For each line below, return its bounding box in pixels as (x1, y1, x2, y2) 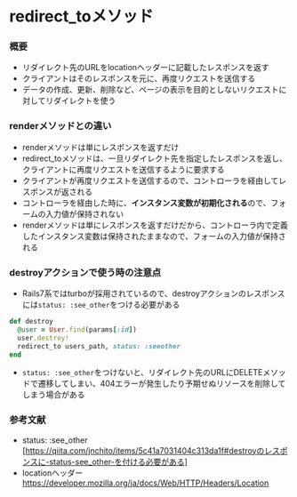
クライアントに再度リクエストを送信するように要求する (21, 164, 225, 174)
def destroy (9, 317, 53, 326)
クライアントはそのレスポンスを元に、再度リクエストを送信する (21, 73, 256, 84)
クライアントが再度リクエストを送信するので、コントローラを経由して (21, 175, 279, 186)
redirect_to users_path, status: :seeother (17, 341, 181, 350)
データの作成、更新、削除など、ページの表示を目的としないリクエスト (21, 84, 279, 95)
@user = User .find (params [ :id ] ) (17, 325, 138, 334)
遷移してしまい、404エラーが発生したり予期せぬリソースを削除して (37, 378, 286, 389)
